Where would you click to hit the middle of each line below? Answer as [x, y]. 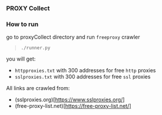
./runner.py [35, 48]
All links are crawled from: [38, 88]
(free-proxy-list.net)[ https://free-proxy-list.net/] [73, 106]
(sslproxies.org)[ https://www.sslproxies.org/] [70, 100]
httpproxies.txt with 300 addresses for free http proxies [85, 71]
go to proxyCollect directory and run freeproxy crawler [73, 37]
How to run [22, 24]
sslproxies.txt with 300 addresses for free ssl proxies [82, 77]
